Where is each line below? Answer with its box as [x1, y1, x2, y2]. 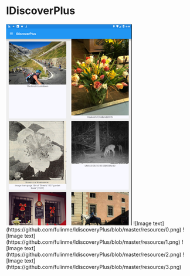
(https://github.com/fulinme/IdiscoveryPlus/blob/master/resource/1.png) [6, 238, 181, 246]
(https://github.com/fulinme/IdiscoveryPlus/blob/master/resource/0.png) [6, 226, 182, 233]
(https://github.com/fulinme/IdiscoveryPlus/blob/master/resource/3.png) [6, 263, 182, 270]
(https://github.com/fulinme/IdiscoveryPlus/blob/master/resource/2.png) [6, 251, 182, 258]
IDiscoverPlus [6, 4, 76, 18]
